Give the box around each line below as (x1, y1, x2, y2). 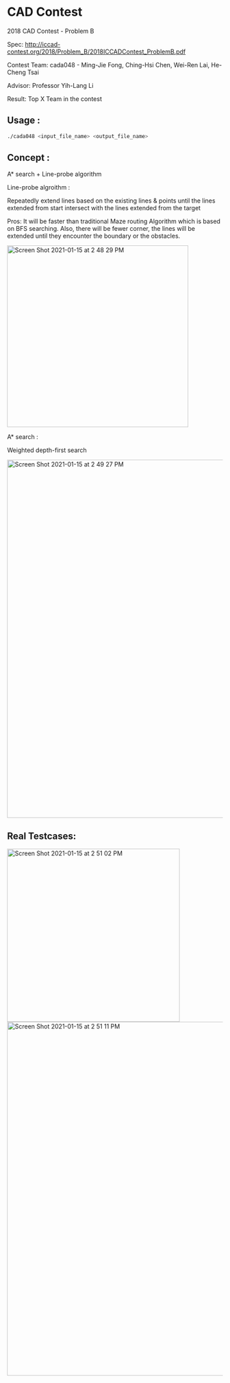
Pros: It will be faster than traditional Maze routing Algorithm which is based (7, 217, 221, 225)
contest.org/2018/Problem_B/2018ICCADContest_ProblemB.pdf (7, 47, 186, 56)
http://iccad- (25, 40, 61, 48)
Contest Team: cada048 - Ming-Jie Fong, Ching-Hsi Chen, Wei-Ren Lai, (7, 60, 210, 69)
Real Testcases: (7, 830, 77, 842)
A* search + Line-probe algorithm (7, 170, 102, 179)
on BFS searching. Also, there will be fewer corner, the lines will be (7, 225, 195, 233)
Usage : (7, 115, 41, 126)
